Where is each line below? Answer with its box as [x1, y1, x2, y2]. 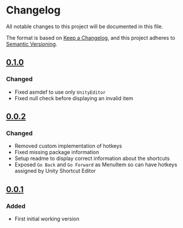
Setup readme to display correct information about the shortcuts [14, 155, 170, 162]
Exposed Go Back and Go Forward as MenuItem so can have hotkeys [14, 161, 177, 168]
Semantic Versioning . [6, 40, 57, 47]
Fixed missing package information [14, 149, 99, 156]
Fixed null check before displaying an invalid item [14, 94, 133, 101]
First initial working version [14, 215, 80, 222]
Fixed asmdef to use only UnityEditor [14, 89, 106, 96]
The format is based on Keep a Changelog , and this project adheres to [6, 34, 175, 41]
